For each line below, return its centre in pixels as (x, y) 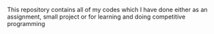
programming (26, 24)
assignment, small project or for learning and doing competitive (96, 17)
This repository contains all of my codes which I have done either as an (107, 10)
